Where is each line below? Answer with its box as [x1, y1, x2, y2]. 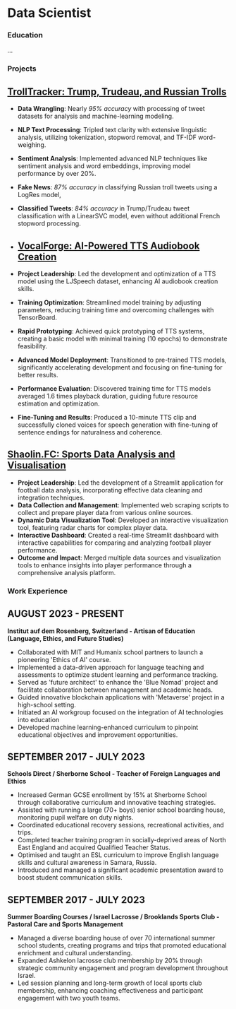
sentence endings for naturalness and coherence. [17, 428, 163, 437]
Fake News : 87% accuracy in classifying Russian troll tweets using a [17, 183, 218, 191]
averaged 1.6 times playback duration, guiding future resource [17, 392, 199, 401]
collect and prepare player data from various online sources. [17, 508, 194, 517]
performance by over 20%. [17, 170, 97, 178]
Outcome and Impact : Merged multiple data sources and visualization [17, 553, 221, 562]
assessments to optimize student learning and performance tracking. [17, 670, 218, 679]
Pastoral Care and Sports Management [7, 920, 123, 928]
